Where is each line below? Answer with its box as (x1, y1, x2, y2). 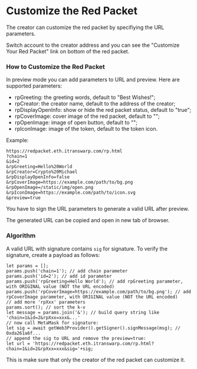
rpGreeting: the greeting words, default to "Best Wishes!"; (14, 94, 156, 101)
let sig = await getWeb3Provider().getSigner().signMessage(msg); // (6, 325, 181, 331)
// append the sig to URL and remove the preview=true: (6, 335, 146, 341)
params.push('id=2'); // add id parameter (6, 273, 112, 279)
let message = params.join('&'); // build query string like (6, 309, 160, 315)
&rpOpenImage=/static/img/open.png (6, 185, 94, 191)
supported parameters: (6, 82, 63, 89)
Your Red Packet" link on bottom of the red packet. (6, 47, 130, 54)
